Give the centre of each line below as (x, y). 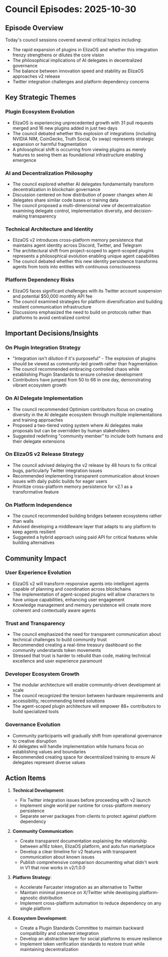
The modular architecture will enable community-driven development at (87, 685)
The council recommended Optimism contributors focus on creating (82, 409)
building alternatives (33, 543)
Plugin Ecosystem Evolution (40, 112)
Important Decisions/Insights (52, 333)
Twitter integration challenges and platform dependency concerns (81, 82)
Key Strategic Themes (41, 97)
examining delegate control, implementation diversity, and (72, 211)
